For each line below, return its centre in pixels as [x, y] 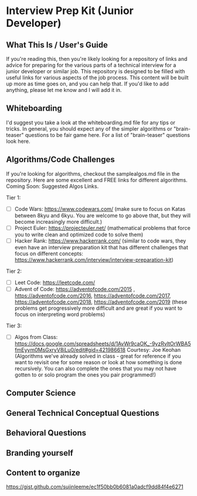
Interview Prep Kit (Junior [70, 11]
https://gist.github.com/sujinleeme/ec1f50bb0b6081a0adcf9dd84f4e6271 [95, 487]
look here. [18, 141]
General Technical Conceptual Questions [83, 413]
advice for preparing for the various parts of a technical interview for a [91, 65]
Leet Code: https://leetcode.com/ [55, 282]
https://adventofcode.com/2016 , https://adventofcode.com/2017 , [93, 295]
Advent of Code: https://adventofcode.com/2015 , [75, 289]
